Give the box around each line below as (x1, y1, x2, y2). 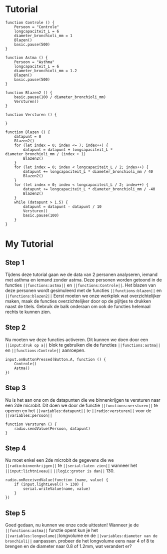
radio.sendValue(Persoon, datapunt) (14, 426, 91, 431)
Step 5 (5, 508, 26, 517)
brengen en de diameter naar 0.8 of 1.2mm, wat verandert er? (5, 543, 132, 549)
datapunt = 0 (14, 134, 41, 139)
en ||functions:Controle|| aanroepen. (5, 347, 86, 353)
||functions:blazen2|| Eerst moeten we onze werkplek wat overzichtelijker (5, 293, 161, 299)
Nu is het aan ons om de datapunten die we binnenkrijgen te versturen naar (5, 397, 161, 403)
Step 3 (5, 384, 26, 392)
